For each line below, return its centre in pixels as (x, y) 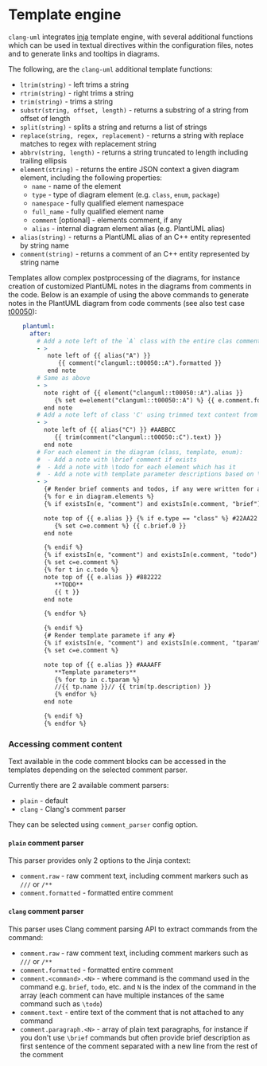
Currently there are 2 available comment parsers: (89, 786)
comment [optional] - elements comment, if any (107, 220)
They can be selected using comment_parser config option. (103, 825)
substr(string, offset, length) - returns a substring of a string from (134, 110)
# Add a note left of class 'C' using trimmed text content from (147, 415)
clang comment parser (46, 911)
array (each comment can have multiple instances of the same (122, 995)
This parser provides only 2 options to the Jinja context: (100, 860)
